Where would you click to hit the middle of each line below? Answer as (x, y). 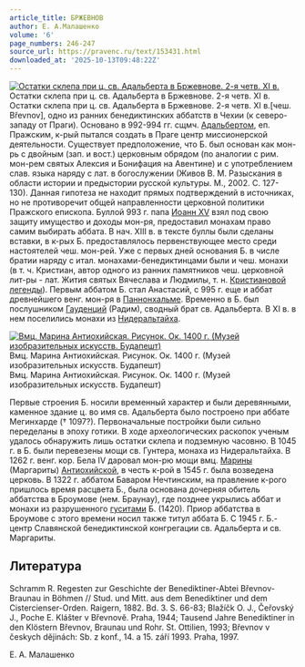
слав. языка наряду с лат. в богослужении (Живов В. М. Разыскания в (146, 173)
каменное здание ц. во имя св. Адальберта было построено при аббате (149, 412)
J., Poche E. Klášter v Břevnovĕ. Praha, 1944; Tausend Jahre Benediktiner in (152, 617)
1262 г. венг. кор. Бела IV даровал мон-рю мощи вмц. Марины (131, 460)
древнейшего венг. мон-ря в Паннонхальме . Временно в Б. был (134, 299)
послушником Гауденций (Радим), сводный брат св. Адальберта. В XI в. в (153, 309)
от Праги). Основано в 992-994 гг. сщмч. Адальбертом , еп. (154, 125)
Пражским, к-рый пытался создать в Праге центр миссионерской (139, 134)
